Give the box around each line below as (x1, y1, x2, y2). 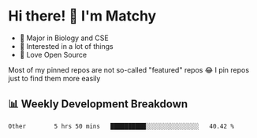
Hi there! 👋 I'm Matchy (8, 7, 157, 25)
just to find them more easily (8, 73, 101, 83)
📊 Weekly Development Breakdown (8, 98, 188, 111)
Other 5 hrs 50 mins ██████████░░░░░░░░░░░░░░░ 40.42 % (8, 122, 235, 130)
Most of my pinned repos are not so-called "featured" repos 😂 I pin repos (8, 65, 250, 74)
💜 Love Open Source (19, 50, 88, 59)
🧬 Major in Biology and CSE (19, 33, 109, 43)
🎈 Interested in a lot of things (19, 41, 114, 50)
